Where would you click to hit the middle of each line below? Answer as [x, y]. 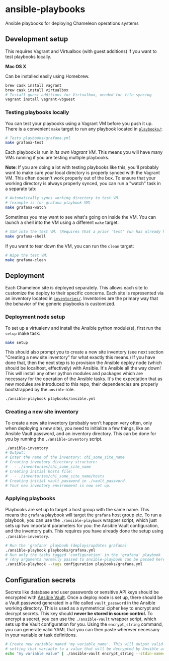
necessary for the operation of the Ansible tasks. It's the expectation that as [84, 379]
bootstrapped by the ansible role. [40, 390]
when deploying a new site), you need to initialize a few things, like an [77, 428]
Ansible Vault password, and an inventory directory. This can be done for [81, 433]
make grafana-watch [26, 208]
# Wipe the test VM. [27, 255]
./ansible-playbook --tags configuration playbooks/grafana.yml [74, 564]
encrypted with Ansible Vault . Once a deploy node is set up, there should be [84, 597]
